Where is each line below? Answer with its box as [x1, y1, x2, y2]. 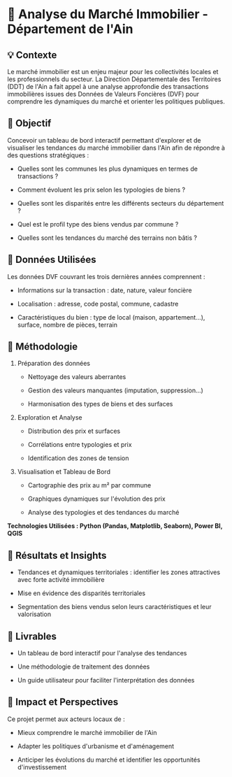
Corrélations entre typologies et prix [27, 441, 132, 449]
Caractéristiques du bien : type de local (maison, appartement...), [17, 313, 205, 321]
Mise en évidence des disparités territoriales [17, 589, 145, 597]
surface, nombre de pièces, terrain [17, 320, 117, 329]
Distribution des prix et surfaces [27, 427, 121, 436]
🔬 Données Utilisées [7, 254, 96, 266]
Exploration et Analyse [17, 413, 82, 422]
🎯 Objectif [7, 117, 52, 129]
